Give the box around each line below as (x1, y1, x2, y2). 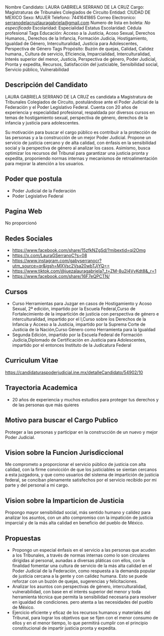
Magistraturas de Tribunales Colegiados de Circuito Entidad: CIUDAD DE (5, 9, 151, 15)
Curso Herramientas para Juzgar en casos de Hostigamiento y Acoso (12, 301, 152, 307)
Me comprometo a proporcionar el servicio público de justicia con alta (5, 462, 146, 467)
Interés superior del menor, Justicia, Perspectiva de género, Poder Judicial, (5, 56, 157, 62)
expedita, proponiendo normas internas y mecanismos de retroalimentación (5, 155, 158, 161)
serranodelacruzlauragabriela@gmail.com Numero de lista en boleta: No (5, 20, 150, 25)
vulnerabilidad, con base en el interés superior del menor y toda (12, 588, 141, 594)
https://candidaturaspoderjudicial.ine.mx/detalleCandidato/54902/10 (5, 369, 143, 375)
